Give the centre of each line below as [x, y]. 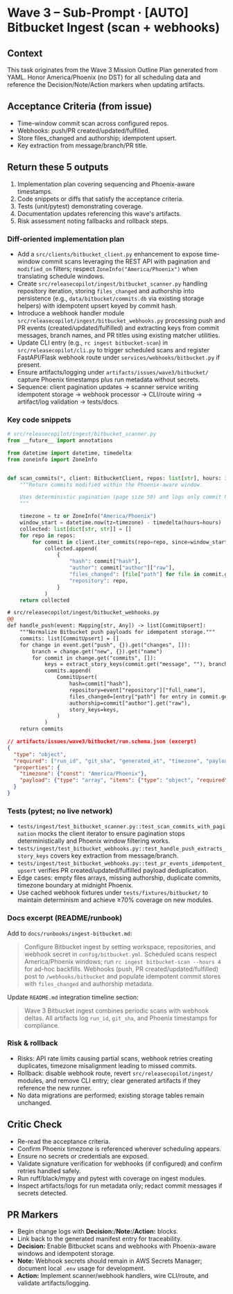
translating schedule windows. [61, 276]
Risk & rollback [33, 1043]
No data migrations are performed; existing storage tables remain [111, 1095]
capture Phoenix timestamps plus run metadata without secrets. [109, 379]
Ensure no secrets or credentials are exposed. [83, 1156]
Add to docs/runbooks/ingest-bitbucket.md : [70, 933]
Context [25, 53]
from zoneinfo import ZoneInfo [52, 459]
